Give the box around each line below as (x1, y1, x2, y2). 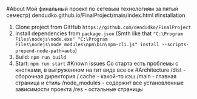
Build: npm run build (15, 53, 67, 60)
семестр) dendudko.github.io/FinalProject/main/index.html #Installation (6, 12, 185, 19)
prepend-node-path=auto (15, 48, 76, 54)
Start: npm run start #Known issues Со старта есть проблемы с (15, 60, 179, 67)
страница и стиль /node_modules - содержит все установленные (15, 79, 184, 86)
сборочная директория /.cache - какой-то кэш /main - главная (15, 73, 177, 80)
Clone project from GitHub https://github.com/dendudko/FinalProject (15, 24, 192, 30)
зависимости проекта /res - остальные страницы (15, 86, 144, 93)
